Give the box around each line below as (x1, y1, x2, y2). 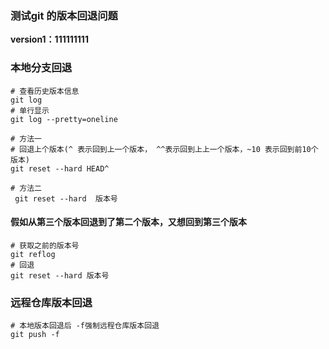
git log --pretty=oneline (10, 114, 118, 124)
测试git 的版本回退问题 (10, 8, 118, 22)
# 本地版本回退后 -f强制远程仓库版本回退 (10, 321, 160, 331)
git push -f (10, 330, 60, 340)
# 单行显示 (10, 105, 50, 116)
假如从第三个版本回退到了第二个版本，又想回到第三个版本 (10, 216, 247, 228)
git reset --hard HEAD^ (10, 163, 110, 174)
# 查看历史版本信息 (10, 86, 80, 96)
